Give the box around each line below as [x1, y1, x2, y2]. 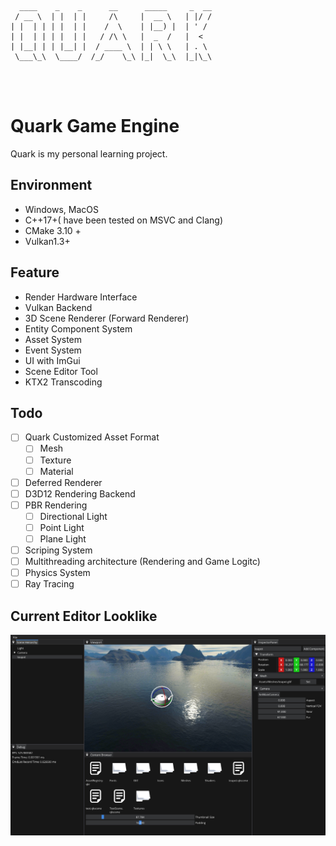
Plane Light [39, 532, 87, 545]
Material [39, 465, 74, 477]
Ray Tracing [24, 578, 75, 590]
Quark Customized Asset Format [24, 431, 160, 443]
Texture [39, 454, 72, 466]
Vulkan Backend [24, 301, 93, 313]
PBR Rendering [24, 499, 88, 511]
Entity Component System [24, 322, 133, 335]
